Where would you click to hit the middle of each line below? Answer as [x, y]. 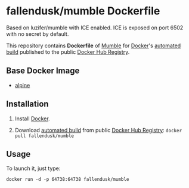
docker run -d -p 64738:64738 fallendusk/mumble [68, 180]
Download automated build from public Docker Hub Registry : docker [98, 130]
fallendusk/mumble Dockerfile [83, 11]
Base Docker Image [43, 71]
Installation [27, 104]
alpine [22, 85]
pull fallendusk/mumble [44, 136]
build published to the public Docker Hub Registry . [68, 51]
